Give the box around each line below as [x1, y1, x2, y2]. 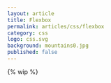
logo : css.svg [7, 36, 49, 43]
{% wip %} [7, 67, 38, 76]
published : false [7, 49, 58, 56]
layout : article [7, 10, 54, 17]
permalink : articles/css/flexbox [7, 23, 105, 30]
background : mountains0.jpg [7, 42, 89, 49]
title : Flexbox [7, 17, 52, 24]
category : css [7, 29, 49, 37]
